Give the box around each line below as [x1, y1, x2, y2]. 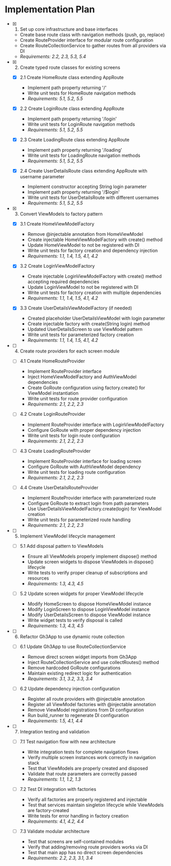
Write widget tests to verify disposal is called [27, 617, 123, 623]
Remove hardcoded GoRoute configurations [27, 665, 121, 671]
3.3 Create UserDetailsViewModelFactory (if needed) [20, 305, 132, 311]
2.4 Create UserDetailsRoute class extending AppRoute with [20, 168, 147, 174]
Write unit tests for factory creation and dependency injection [27, 248, 158, 254]
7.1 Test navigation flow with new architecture [20, 739, 116, 745]
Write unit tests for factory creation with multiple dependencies [27, 289, 161, 296]
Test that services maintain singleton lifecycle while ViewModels [27, 802, 164, 808]
